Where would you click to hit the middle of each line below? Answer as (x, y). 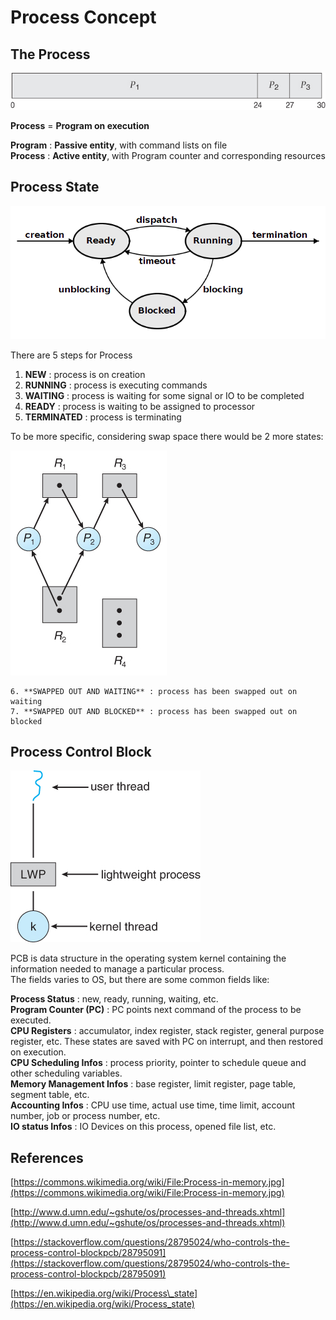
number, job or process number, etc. (85, 1116)
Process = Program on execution (80, 125)
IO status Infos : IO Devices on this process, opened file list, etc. (143, 1127)
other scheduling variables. (66, 1073)
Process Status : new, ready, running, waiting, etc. (114, 999)
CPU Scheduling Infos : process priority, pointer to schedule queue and (158, 1063)
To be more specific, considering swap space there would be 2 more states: (167, 436)
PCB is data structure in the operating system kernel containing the (148, 958)
